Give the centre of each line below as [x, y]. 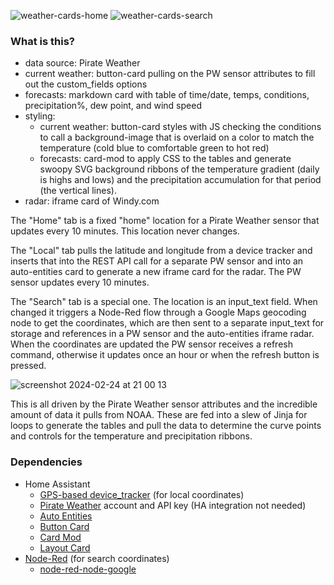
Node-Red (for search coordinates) [97, 558]
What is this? [42, 41]
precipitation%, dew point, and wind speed [113, 106]
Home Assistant [57, 484]
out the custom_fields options [86, 84]
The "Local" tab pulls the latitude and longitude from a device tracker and [161, 251]
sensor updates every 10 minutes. [80, 282]
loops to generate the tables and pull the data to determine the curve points [166, 426]
